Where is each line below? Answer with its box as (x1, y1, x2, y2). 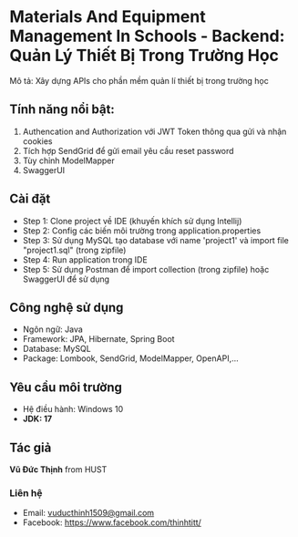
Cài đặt (9, 191, 51, 207)
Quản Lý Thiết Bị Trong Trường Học (9, 46, 280, 66)
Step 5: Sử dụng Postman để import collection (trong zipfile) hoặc (22, 263, 270, 274)
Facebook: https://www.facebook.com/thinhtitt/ (22, 517, 202, 528)
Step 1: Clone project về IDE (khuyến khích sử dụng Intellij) (22, 215, 242, 226)
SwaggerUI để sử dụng (22, 274, 110, 284)
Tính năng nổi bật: (9, 102, 116, 118)
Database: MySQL (22, 344, 91, 355)
